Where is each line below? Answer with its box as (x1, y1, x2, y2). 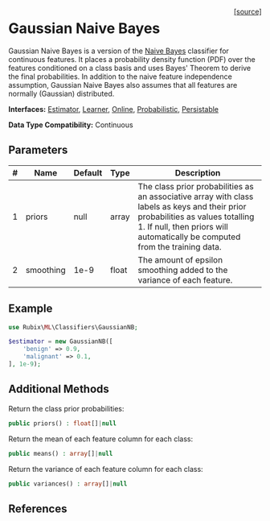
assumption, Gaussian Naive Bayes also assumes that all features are (8, 80, 238, 89)
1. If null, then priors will (137, 221, 229, 232)
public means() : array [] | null (8, 449, 113, 457)
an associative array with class (137, 191, 254, 202)
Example (8, 302, 53, 316)
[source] (233, 7, 262, 16)
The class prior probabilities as (137, 180, 255, 192)
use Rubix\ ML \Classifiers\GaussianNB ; (8, 323, 138, 331)
